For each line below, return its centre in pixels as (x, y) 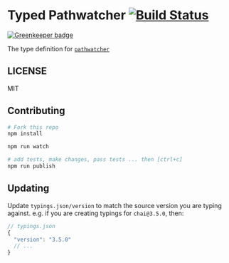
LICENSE (27, 71)
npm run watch (28, 147)
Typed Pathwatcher (67, 15)
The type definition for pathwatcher (59, 48)
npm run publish (31, 166)
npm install (25, 134)
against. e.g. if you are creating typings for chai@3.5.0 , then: (96, 213)
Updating (28, 189)
